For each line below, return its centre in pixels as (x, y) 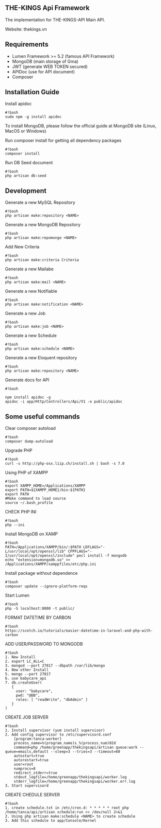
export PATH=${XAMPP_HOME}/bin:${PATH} (45, 490)
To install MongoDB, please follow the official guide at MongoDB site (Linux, (81, 126)
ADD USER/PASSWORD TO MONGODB (44, 644)
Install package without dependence (41, 573)
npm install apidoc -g (28, 397)
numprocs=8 (25, 769)
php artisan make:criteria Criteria (42, 260)
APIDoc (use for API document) (43, 71)
